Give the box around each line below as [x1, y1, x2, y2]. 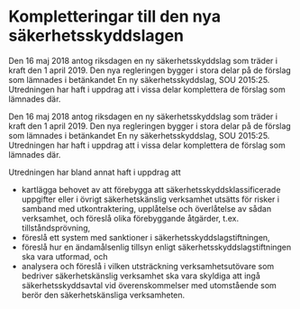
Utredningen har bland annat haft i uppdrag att [8, 167, 181, 177]
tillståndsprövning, [21, 223, 91, 233]
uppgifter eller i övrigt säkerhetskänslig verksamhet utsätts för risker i [21, 194, 280, 204]
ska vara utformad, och [21, 250, 108, 262]
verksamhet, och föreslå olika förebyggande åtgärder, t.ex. [21, 213, 240, 223]
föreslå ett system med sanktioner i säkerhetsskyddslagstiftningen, [21, 232, 271, 242]
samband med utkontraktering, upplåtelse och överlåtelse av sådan [21, 203, 272, 214]
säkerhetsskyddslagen [8, 25, 185, 46]
